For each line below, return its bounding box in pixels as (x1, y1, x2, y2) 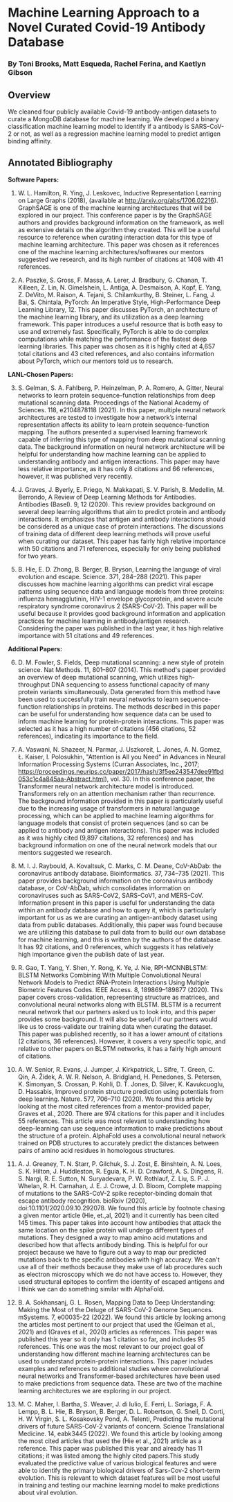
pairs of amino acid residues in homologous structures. (17, 1146, 176, 1154)
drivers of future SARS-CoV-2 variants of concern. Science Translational (17, 1422, 225, 1430)
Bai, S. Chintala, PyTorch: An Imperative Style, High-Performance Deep (17, 298, 221, 306)
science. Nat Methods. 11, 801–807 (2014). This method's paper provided (17, 665, 226, 673)
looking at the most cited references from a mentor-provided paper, (17, 1102, 211, 1110)
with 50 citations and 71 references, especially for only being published (17, 544, 221, 552)
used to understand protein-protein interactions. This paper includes (17, 1357, 214, 1366)
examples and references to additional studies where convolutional (17, 1364, 209, 1372)
